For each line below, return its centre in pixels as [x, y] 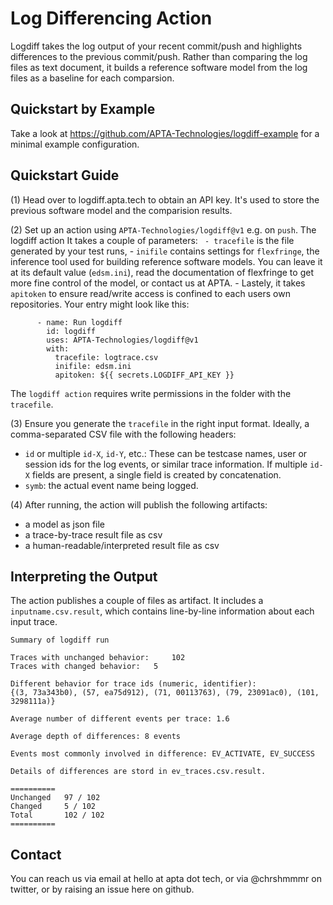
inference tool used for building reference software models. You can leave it [166, 261]
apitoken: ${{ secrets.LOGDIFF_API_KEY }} [144, 375]
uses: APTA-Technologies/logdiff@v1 [122, 340]
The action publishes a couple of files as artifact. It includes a [137, 601]
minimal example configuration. [75, 144]
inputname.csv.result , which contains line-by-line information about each [162, 611]
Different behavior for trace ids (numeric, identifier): [133, 684]
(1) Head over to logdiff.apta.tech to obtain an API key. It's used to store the [165, 199]
